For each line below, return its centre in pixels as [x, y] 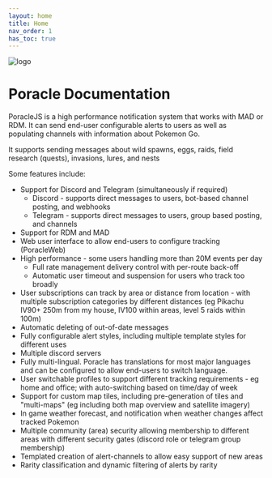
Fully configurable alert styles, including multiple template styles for [133, 336]
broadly [45, 284]
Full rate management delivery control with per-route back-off [135, 267]
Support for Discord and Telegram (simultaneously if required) [124, 190]
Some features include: [47, 174]
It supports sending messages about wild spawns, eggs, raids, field [121, 150]
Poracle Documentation [89, 94]
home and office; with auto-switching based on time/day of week [129, 388]
